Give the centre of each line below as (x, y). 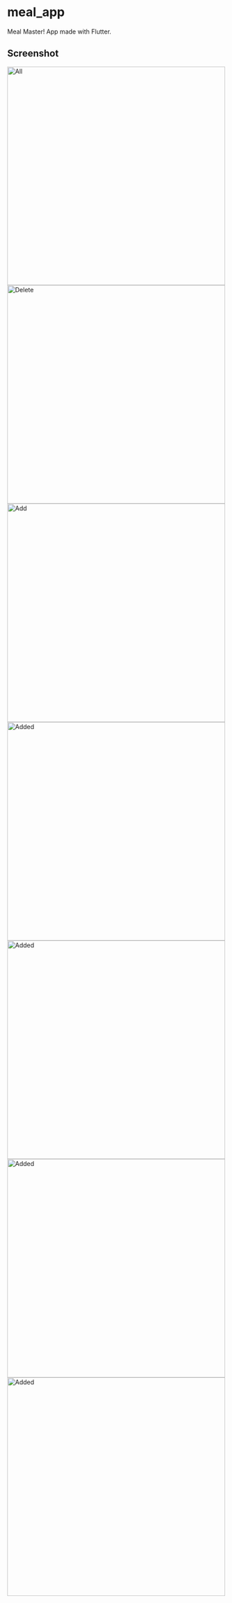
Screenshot (33, 53)
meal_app (36, 12)
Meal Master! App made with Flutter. (59, 31)
